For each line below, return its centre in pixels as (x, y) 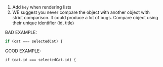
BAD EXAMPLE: (21, 32)
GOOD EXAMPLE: (23, 51)
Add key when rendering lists (42, 7)
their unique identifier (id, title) (43, 23)
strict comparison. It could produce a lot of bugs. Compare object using (85, 17)
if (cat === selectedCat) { (34, 41)
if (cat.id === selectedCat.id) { (41, 60)
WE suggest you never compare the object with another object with (81, 12)
